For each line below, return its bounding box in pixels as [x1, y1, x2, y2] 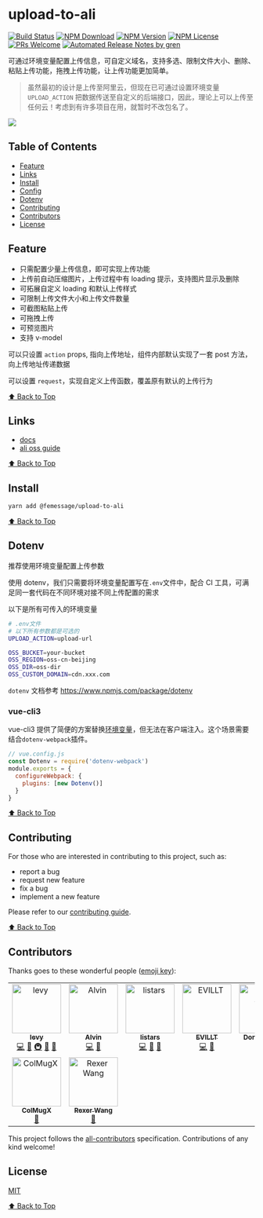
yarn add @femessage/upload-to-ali [8, 503, 124, 510]
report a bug [19, 867, 60, 876]
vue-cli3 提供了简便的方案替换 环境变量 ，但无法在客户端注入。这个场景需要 [8, 725, 250, 734]
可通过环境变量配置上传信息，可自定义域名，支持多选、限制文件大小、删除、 [8, 56, 255, 65]
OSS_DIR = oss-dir [8, 664, 61, 671]
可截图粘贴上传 [19, 303, 68, 313]
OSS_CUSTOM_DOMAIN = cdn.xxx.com [8, 671, 110, 678]
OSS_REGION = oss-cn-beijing [8, 656, 96, 664]
